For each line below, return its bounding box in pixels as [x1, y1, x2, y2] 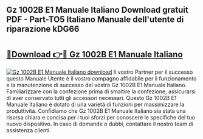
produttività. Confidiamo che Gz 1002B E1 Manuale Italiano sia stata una [6, 107, 187, 115]
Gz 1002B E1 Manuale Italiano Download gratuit [6, 5, 188, 15]
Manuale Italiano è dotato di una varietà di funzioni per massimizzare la [6, 101, 185, 108]
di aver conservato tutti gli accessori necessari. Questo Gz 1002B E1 [6, 94, 177, 101]
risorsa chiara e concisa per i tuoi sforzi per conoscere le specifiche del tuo [6, 114, 196, 121]
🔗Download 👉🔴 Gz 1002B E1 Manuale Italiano [6, 49, 184, 60]
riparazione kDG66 [6, 24, 80, 34]
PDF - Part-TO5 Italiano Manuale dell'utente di [6, 15, 184, 25]
